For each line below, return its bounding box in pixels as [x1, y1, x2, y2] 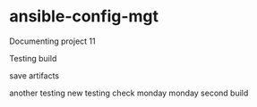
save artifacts [9, 70, 60, 81]
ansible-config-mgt [9, 6, 159, 27]
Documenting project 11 [9, 36, 96, 46]
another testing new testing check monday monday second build [9, 87, 249, 98]
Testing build [9, 53, 57, 63]
